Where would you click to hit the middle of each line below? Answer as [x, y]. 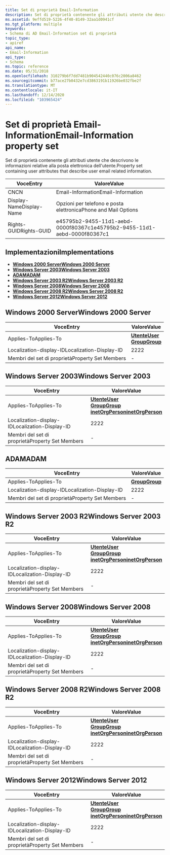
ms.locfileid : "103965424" [34, 99]
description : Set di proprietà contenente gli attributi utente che [79, 15]
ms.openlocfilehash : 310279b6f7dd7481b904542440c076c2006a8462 [73, 76]
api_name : [16, 48]
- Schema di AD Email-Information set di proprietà [61, 33]
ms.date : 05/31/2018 [27, 72]
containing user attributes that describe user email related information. [79, 171]
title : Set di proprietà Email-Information [52, 10]
